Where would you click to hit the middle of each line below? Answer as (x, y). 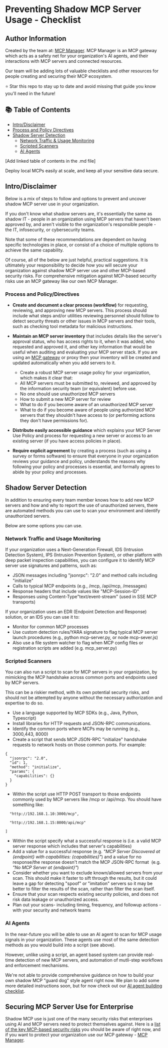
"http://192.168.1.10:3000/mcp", (44, 814)
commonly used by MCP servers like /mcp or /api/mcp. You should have (87, 799)
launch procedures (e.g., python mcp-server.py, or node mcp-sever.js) (85, 637)
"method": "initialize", (35, 767)
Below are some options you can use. (44, 525)
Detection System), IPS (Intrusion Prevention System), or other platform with (84, 555)
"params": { (22, 772)
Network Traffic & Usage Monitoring (57, 140)
